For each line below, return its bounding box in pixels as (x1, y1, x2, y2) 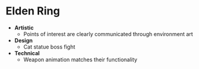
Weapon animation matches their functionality (23, 56, 138, 63)
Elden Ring (5, 4, 61, 18)
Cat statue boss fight (23, 43, 76, 50)
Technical (14, 49, 40, 56)
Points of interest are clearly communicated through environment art (23, 30, 194, 37)
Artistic (14, 24, 34, 31)
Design (14, 37, 33, 44)
